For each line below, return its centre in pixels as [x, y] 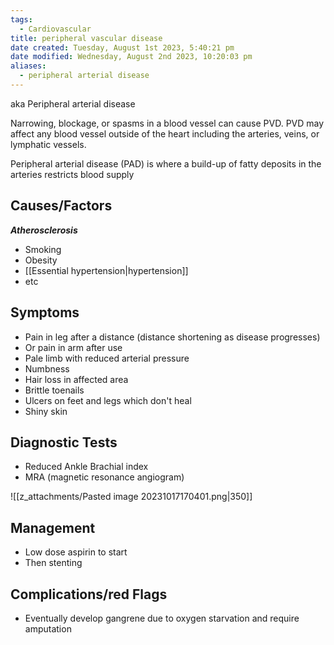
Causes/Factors [61, 206]
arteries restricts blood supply [72, 174]
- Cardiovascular [55, 29]
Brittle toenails [54, 390]
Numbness [47, 368]
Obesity [41, 260]
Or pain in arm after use [73, 347]
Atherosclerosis [44, 230]
